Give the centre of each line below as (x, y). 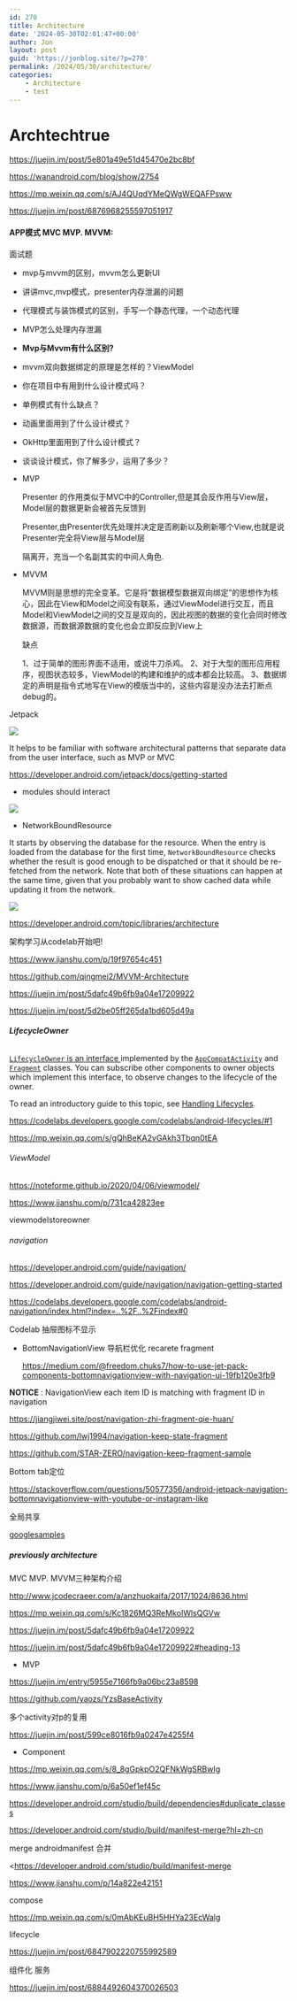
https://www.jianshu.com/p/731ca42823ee (87, 1203)
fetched (23, 870)
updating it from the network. (62, 889)
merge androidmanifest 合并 (61, 1848)
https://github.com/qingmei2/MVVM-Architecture (99, 976)
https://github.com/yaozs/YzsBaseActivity (86, 1699)
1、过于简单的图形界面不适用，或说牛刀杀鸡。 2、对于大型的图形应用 (147, 663)
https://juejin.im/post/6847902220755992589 (93, 1951)
